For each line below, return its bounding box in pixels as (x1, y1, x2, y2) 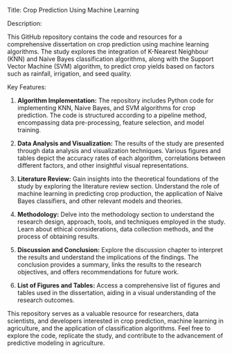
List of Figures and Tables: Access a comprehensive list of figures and (17, 281, 220, 290)
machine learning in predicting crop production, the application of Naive (17, 190, 223, 197)
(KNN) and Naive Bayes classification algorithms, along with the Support (7, 55, 214, 63)
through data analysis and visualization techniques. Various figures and (17, 147, 222, 154)
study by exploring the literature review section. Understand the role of (17, 182, 220, 190)
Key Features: (7, 83, 46, 91)
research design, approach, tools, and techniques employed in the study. (17, 218, 226, 226)
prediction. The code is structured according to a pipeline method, (17, 111, 207, 119)
